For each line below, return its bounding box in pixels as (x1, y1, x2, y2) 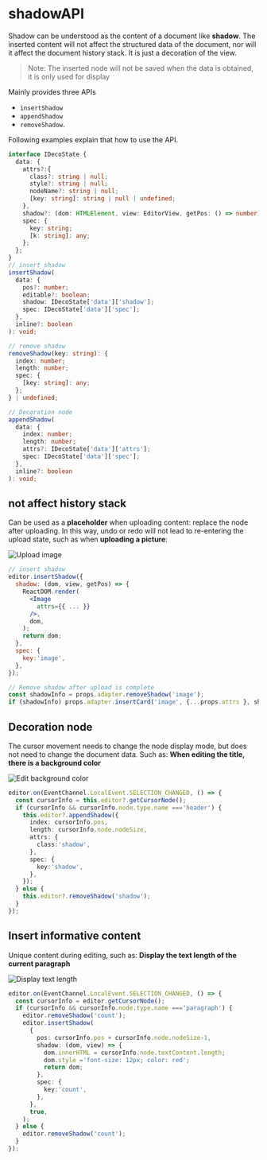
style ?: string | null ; (29, 180, 109, 188)
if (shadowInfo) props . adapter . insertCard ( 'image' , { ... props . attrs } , (8, 698, 250, 706)
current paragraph (8, 959, 71, 968)
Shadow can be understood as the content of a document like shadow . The (8, 31, 256, 41)
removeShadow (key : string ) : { (8, 349, 109, 358)
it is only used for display (27, 72, 110, 81)
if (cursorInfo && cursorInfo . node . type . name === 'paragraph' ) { (15, 1004, 233, 1012)
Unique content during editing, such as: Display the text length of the (8, 950, 237, 960)
